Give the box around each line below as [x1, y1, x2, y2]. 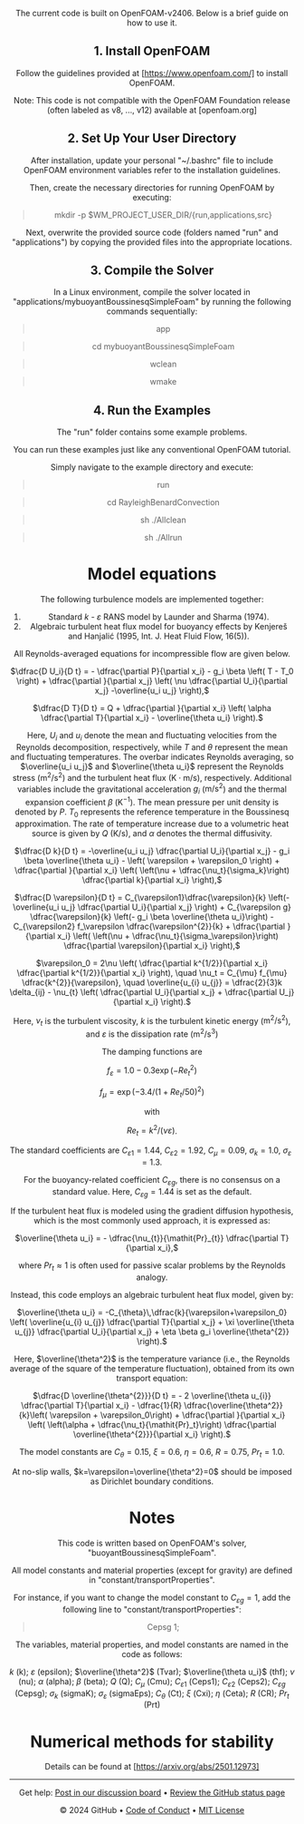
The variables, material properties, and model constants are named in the [14, 1639, 290, 1650]
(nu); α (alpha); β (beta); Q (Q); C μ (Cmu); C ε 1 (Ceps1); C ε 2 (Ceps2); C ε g [17, 1675, 287, 1689]
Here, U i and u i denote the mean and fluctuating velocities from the [26, 730, 278, 743]
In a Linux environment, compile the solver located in [53, 287, 251, 297]
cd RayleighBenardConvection [107, 497, 220, 508]
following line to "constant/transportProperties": [62, 1604, 242, 1614]
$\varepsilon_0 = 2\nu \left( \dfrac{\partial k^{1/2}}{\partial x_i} [35, 957, 269, 969]
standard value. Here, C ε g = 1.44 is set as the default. [52, 1185, 252, 1199]
